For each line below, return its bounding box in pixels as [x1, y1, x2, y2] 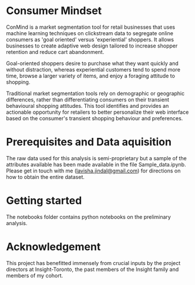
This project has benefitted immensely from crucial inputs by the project [6, 259, 181, 266]
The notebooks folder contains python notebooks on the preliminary [6, 213, 172, 220]
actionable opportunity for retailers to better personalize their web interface [6, 108, 189, 116]
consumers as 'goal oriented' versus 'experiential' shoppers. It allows [6, 36, 174, 43]
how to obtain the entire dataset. [6, 173, 85, 180]
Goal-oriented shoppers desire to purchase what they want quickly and [6, 60, 179, 67]
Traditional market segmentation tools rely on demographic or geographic [6, 90, 185, 97]
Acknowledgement [6, 240, 101, 253]
